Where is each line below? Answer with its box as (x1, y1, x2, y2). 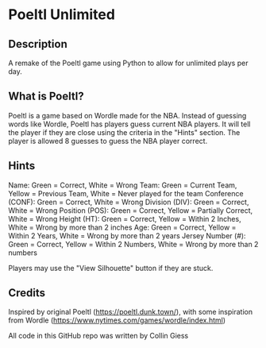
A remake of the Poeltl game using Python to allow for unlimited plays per (8, 58, 249, 68)
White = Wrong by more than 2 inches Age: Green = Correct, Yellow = (8, 222, 237, 232)
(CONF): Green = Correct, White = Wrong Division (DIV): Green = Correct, (8, 197, 249, 207)
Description (8, 37, 67, 51)
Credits (8, 286, 46, 300)
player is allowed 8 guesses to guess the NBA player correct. (8, 136, 208, 145)
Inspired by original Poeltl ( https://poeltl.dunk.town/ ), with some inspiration (8, 307, 253, 317)
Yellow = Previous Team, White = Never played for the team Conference (8, 188, 244, 198)
